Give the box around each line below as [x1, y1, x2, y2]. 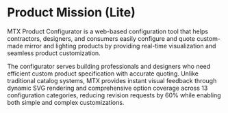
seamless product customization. [7, 49, 101, 57]
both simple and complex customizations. [7, 98, 125, 106]
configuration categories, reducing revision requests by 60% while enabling [7, 91, 221, 99]
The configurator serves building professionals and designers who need [7, 62, 211, 70]
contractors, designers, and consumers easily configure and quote [7, 34, 195, 42]
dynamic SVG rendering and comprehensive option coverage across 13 [7, 84, 208, 92]
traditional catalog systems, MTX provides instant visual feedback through [7, 76, 217, 84]
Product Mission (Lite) [7, 5, 136, 20]
